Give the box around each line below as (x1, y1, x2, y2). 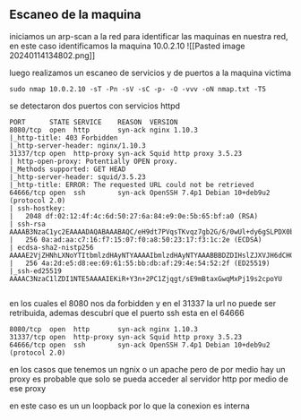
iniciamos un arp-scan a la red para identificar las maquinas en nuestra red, (9, 30, 288, 41)
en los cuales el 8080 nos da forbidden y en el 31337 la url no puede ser (9, 297, 276, 308)
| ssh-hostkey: (9, 203, 66, 213)
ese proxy (9, 382, 47, 393)
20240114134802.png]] (9, 49, 96, 61)
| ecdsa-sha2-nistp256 (9, 243, 94, 252)
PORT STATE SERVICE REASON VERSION (9, 117, 178, 126)
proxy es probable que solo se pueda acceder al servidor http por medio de (9, 373, 288, 384)
